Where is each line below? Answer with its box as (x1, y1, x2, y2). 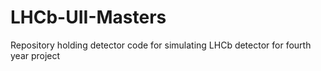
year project (10, 49, 61, 61)
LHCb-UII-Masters (10, 6, 167, 29)
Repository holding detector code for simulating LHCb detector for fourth (10, 39, 312, 51)
